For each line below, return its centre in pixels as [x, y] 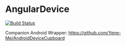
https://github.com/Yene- [94, 32]
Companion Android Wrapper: [36, 32]
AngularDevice [37, 9]
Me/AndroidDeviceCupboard [35, 38]
